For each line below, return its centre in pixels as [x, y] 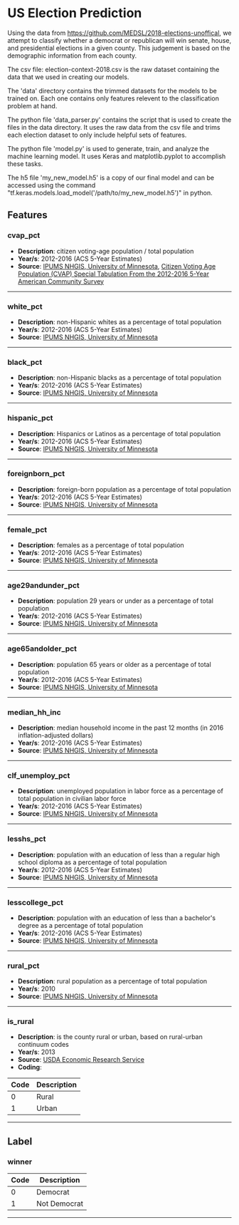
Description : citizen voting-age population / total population [106, 251]
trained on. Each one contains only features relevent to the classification [113, 98]
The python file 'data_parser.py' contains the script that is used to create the [119, 120]
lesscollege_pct [36, 902]
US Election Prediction [75, 13]
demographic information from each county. [72, 56]
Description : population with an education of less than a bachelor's [117, 918]
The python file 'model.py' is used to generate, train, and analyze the [108, 148]
